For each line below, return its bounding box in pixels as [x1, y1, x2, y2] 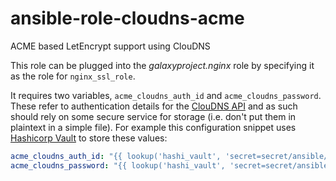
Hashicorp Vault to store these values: [10, 132, 168, 144]
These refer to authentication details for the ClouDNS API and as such [10, 100, 298, 112]
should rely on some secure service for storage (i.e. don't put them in [10, 110, 297, 122]
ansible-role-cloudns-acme [10, 7, 245, 30]
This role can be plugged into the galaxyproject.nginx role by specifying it [10, 59, 315, 71]
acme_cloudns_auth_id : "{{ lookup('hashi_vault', [10, 151, 222, 161]
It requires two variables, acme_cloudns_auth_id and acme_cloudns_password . [10, 89, 322, 101]
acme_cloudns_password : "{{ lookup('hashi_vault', [10, 160, 226, 171]
